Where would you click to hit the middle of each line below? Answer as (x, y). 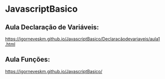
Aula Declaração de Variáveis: (52, 27)
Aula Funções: (27, 60)
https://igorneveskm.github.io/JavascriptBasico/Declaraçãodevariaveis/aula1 (82, 39)
